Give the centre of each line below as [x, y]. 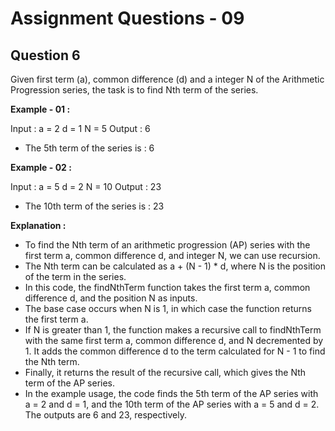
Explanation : [38, 225]
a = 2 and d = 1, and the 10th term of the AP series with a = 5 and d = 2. [172, 404]
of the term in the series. [75, 276]
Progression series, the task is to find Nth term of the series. [134, 90]
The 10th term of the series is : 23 [94, 206]
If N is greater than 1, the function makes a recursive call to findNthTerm [173, 330]
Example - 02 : [41, 167]
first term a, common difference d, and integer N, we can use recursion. [172, 255]
